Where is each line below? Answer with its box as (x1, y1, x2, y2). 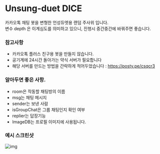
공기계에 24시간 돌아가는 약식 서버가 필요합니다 (12, 57, 102, 63)
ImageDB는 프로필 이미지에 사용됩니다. (12, 119, 86, 124)
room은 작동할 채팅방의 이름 (12, 88, 65, 94)
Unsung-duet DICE (5, 3, 82, 14)
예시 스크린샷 (5, 132, 34, 139)
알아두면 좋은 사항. (5, 76, 46, 83)
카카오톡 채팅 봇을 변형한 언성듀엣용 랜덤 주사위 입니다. (5, 19, 109, 25)
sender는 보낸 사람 (12, 101, 48, 106)
